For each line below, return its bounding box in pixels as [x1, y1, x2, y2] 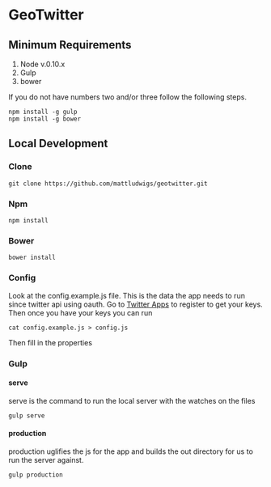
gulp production [8, 471, 63, 479]
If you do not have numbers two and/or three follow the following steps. [8, 92, 247, 102]
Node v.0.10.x [19, 59, 66, 69]
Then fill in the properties [8, 337, 93, 347]
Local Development [8, 137, 108, 150]
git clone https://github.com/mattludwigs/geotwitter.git [8, 180, 208, 188]
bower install [8, 253, 57, 262]
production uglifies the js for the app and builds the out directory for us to [8, 447, 253, 456]
